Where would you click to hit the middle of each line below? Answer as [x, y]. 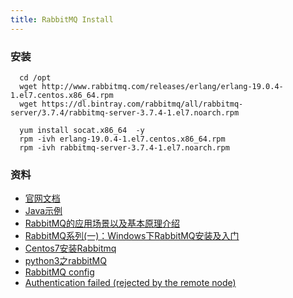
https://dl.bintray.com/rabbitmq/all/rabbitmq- [142, 104]
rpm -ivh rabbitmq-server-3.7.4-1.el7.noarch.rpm [124, 147]
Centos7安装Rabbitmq [70, 248]
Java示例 [43, 211]
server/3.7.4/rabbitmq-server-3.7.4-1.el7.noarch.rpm [125, 112]
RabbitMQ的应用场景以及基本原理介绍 [102, 223]
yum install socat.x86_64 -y [82, 130]
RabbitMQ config [59, 272]
